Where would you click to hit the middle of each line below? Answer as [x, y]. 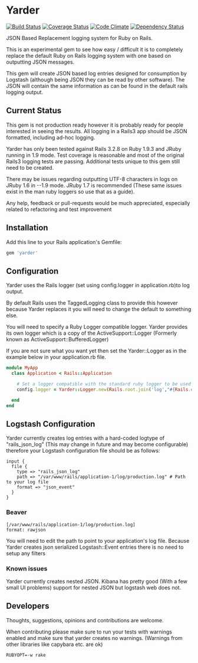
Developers [28, 606]
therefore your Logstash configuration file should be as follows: [83, 451]
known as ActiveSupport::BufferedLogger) [57, 339]
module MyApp [22, 368]
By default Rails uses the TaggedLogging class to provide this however [92, 303]
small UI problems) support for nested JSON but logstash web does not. [94, 588]
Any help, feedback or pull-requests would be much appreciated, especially [98, 203]
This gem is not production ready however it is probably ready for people [95, 125]
